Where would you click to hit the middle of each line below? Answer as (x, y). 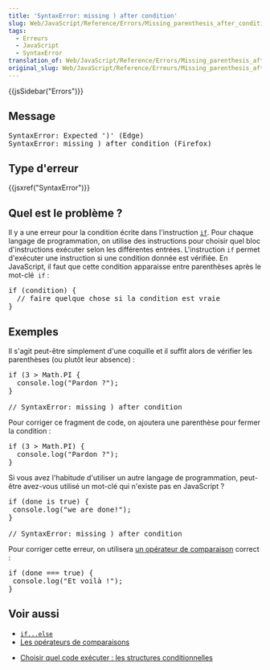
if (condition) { (42, 291)
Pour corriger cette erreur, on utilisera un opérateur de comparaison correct (134, 549)
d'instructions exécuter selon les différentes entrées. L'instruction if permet (134, 249)
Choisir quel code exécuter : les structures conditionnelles (116, 657)
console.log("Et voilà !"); (67, 581)
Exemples (33, 332)
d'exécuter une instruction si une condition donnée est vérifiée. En (118, 258)
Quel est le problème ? (65, 213)
